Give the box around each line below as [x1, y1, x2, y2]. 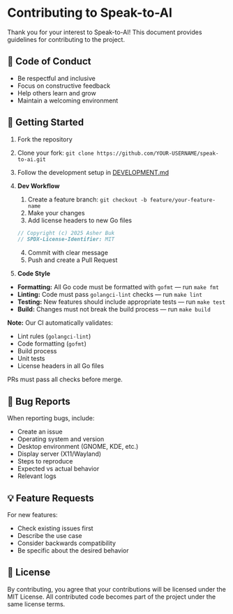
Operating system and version [17, 435, 105, 443]
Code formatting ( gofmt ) [17, 339, 87, 348]
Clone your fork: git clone [17, 148, 94, 157]
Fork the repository [17, 135, 73, 144]
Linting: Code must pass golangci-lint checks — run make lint [17, 291, 202, 299]
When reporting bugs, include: [7, 414, 95, 422]
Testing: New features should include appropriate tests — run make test [17, 298, 225, 306]
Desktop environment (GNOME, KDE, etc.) [17, 443, 139, 451]
